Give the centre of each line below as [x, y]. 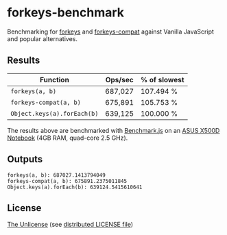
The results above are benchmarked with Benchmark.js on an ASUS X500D [113, 130]
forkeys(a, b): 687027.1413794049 [57, 175]
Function [55, 79]
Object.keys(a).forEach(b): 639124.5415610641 [75, 187]
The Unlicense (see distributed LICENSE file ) [70, 225]
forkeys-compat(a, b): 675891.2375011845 [67, 181]
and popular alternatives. [42, 38]
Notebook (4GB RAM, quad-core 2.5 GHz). [68, 138]
